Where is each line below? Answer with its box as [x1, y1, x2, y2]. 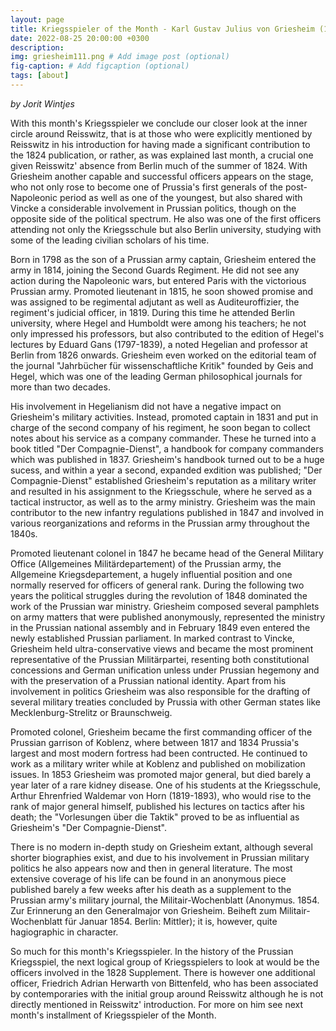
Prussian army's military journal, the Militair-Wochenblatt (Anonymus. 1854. [10, 894, 320, 906]
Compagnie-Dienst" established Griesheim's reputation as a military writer [10, 474, 317, 486]
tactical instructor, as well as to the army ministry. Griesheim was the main [10, 496, 316, 508]
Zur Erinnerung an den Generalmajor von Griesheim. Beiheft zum [10, 904, 277, 916]
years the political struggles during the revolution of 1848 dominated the [10, 589, 308, 601]
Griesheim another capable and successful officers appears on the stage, [10, 170, 314, 182]
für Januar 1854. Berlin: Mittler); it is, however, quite [64, 915, 278, 927]
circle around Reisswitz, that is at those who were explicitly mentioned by [10, 127, 313, 140]
